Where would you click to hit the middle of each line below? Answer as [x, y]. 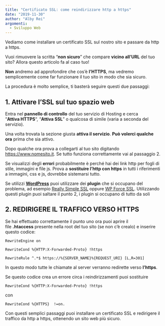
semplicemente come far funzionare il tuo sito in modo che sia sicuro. [76, 77]
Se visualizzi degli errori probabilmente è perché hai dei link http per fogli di [82, 163]
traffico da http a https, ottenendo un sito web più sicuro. [63, 318]
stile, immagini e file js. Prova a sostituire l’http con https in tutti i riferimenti [83, 169]
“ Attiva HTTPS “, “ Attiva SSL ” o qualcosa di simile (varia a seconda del [77, 119]
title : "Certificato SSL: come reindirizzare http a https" [68, 10]
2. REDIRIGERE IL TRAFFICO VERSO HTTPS [72, 209]
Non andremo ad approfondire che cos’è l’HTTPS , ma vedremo [70, 72]
